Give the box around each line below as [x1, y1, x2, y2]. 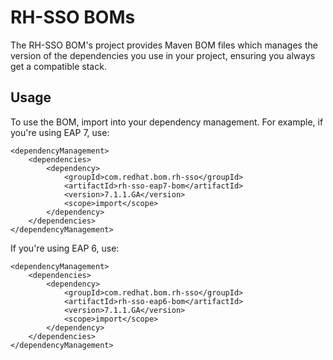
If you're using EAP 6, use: [10, 242, 120, 254]
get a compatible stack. [10, 60, 107, 72]
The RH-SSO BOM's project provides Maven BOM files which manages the [10, 39, 318, 51]
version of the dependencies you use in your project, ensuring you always [10, 49, 316, 61]
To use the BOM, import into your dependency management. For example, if [10, 116, 324, 128]
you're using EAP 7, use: [10, 126, 110, 138]
